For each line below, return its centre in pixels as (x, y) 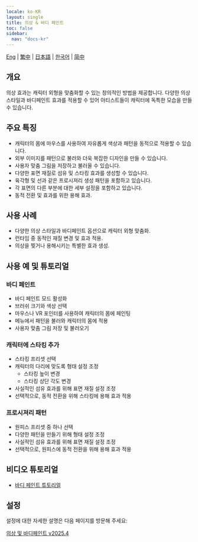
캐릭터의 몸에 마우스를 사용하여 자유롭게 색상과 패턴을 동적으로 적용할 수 (98, 143)
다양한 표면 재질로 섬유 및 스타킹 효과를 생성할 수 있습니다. (82, 173)
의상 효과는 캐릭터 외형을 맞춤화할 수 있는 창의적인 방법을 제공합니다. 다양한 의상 (98, 92)
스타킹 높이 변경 (42, 374)
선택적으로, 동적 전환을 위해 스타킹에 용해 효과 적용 (73, 396)
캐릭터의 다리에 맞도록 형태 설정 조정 (56, 366)
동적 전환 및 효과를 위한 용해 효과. (53, 195)
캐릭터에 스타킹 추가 (33, 345)
